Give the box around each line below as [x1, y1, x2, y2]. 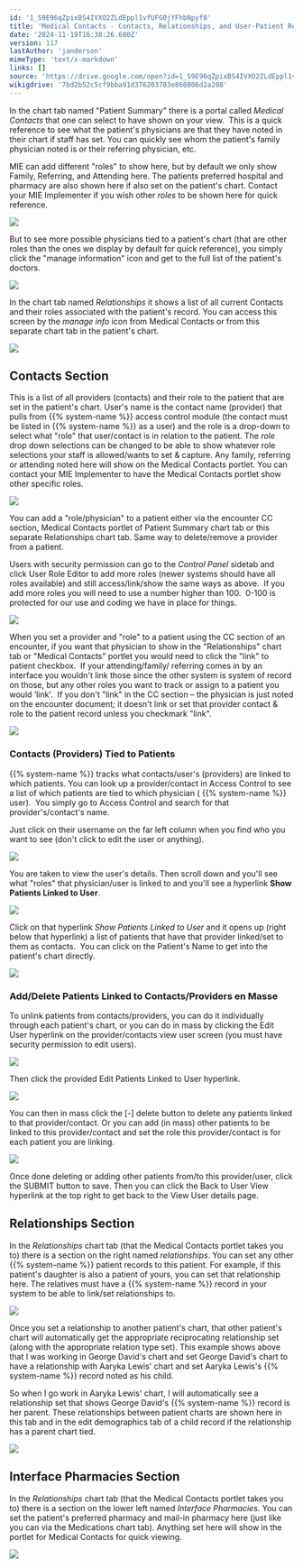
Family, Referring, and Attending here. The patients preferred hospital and [9, 170, 284, 181]
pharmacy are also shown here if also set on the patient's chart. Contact [9, 179, 278, 190]
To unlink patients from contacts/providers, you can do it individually [9, 1011, 264, 1022]
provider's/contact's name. [9, 806, 110, 817]
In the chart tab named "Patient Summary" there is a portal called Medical [9, 105, 284, 115]
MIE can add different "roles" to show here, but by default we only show [9, 160, 278, 171]
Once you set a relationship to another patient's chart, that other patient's [9, 1322, 282, 1333]
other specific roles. [9, 479, 84, 490]
